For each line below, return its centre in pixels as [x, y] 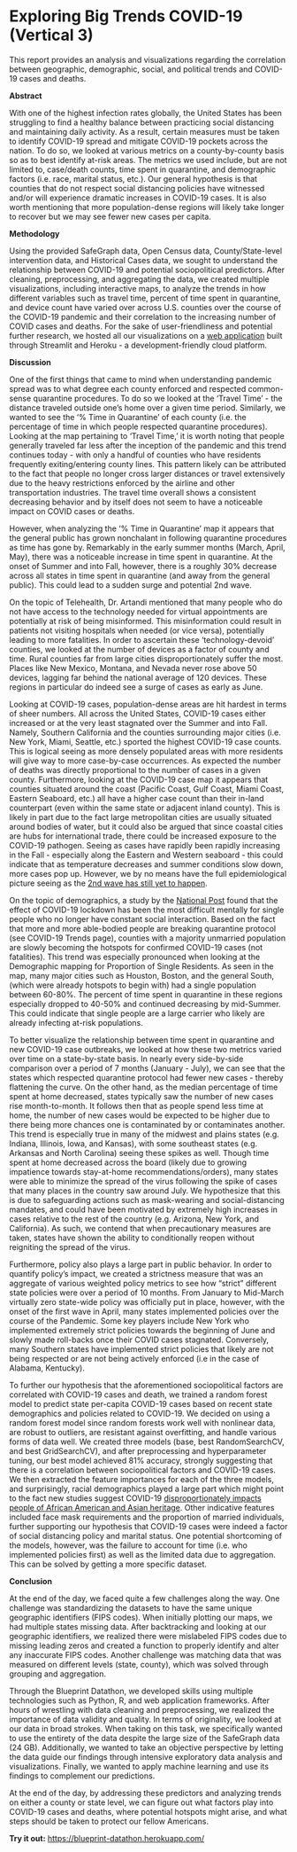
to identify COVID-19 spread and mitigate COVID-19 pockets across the [138, 141]
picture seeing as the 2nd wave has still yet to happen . [108, 883]
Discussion [30, 362]
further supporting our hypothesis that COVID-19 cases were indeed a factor [148, 1526]
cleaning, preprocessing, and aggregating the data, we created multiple [139, 279]
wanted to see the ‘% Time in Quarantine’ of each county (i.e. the [128, 417]
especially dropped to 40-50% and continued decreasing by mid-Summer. [145, 1004]
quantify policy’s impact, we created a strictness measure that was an [136, 1273]
